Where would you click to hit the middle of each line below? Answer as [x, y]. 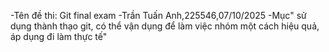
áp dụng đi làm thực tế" [59, 36]
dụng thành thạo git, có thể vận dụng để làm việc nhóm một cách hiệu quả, [165, 26]
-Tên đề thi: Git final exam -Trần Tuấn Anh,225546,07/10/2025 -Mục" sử [158, 15]
